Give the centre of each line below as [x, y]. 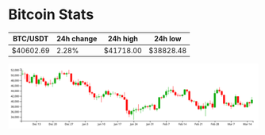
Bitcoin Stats [51, 15]
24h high [123, 39]
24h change [77, 39]
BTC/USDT [31, 39]
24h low [167, 39]
